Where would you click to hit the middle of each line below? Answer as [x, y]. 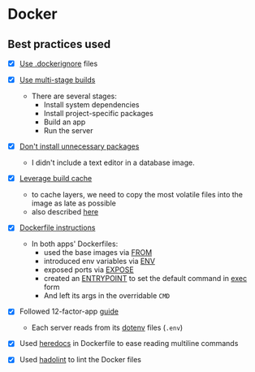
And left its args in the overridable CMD [107, 296]
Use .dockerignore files [58, 63]
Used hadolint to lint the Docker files [80, 360]
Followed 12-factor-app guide [69, 311]
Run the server [68, 131]
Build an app [65, 122]
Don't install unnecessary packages [79, 146]
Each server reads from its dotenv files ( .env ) [107, 328]
